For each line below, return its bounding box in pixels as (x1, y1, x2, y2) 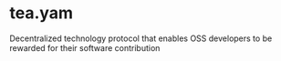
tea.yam (9, 3, 73, 24)
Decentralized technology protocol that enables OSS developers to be (9, 33, 273, 44)
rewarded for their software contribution (9, 42, 161, 53)
